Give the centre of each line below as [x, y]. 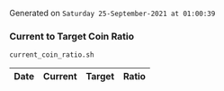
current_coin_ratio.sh [52, 55]
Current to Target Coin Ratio [72, 36]
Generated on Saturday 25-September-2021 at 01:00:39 [112, 13]
